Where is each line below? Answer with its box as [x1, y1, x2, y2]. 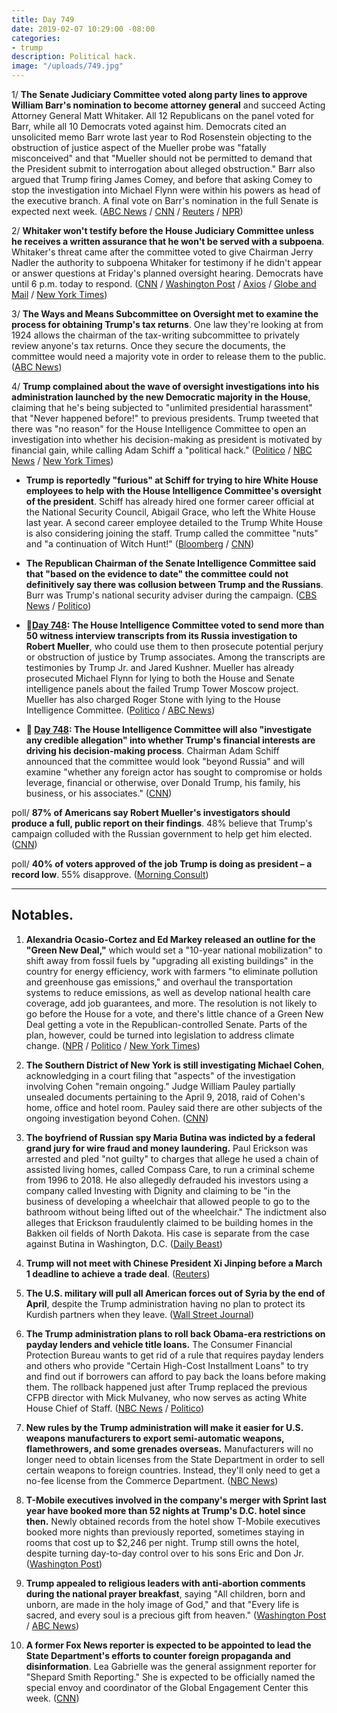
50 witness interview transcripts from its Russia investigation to [25, 630, 298, 641]
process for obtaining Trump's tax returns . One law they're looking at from [11, 319, 324, 330]
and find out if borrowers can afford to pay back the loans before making [25, 1370, 327, 1382]
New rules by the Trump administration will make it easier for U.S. [25, 1421, 304, 1433]
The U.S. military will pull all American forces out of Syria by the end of [25, 1287, 326, 1299]
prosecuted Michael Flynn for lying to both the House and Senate [25, 672, 295, 684]
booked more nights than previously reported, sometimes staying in [25, 1526, 305, 1538]
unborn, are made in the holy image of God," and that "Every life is [25, 1598, 300, 1610]
